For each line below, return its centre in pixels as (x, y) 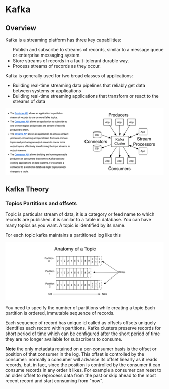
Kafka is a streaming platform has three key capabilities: (63, 40)
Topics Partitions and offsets (41, 203)
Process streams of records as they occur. (56, 66)
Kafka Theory (27, 189)
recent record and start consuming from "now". (54, 381)
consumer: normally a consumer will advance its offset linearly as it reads (81, 359)
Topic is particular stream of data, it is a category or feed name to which (80, 214)
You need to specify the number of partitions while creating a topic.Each (80, 308)
